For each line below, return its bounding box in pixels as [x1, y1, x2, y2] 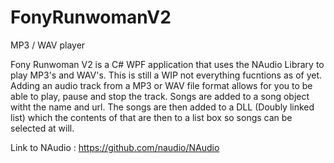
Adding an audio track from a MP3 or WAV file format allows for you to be [10, 79, 313, 91]
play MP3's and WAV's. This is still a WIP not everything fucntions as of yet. [10, 69, 323, 81]
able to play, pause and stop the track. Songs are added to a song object [10, 90, 310, 102]
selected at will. [10, 122, 75, 134]
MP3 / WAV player [10, 39, 86, 51]
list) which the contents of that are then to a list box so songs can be [10, 111, 293, 123]
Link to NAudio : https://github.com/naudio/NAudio [10, 141, 220, 153]
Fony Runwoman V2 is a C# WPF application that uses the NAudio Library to [10, 58, 325, 70]
